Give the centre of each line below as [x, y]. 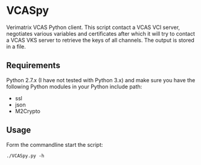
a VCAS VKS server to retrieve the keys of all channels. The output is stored [101, 40]
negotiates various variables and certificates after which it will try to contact [101, 33]
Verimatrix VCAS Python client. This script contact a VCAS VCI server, [93, 27]
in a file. [16, 47]
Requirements [33, 66]
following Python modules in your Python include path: [74, 86]
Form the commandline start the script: [55, 144]
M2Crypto [27, 111]
